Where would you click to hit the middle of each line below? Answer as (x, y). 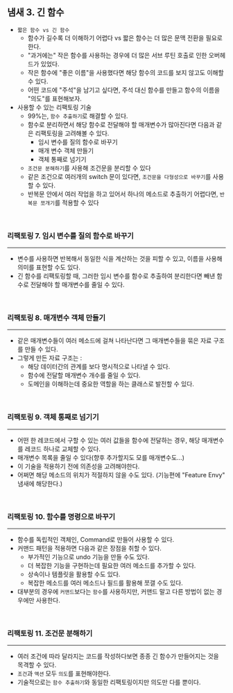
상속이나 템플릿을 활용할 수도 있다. (74, 574)
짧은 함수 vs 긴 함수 (43, 30)
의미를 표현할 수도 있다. (49, 267)
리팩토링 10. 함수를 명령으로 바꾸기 (61, 517)
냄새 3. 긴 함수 (36, 12)
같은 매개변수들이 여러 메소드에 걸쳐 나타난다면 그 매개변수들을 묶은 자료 (114, 341)
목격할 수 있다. (37, 665)
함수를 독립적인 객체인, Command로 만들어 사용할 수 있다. (96, 539)
